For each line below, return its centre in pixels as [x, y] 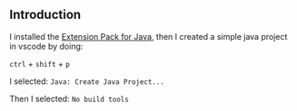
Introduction [45, 15]
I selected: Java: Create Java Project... [87, 81]
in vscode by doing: [46, 46]
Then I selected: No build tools [69, 98]
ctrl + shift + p [40, 63]
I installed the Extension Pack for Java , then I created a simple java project [148, 36]
